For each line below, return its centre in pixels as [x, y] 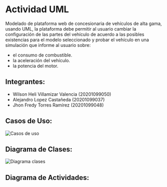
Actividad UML [37, 9]
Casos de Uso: [29, 121]
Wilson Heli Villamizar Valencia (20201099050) [62, 94]
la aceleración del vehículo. [41, 60]
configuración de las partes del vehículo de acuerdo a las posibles [75, 34]
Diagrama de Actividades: [47, 178]
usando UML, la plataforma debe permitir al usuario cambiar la [71, 29]
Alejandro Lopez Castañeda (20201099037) [59, 99]
